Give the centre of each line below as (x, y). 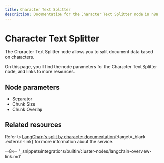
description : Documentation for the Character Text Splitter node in (77, 14)
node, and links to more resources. (40, 72)
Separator (22, 99)
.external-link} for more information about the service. (59, 142)
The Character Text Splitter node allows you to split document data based (79, 52)
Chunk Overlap (27, 109)
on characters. (20, 57)
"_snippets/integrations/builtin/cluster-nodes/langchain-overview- (85, 151)
